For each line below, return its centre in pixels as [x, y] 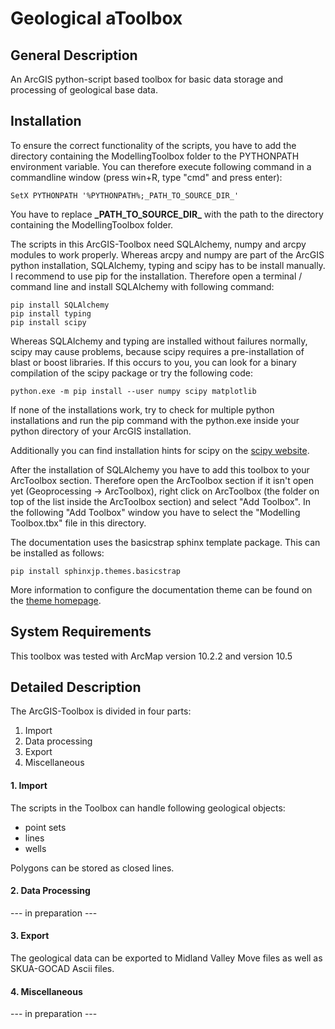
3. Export [30, 936]
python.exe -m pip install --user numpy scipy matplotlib [133, 391]
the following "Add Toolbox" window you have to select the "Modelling [155, 512]
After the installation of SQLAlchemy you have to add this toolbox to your [160, 469]
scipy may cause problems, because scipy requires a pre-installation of [157, 351]
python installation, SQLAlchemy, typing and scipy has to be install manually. [168, 265]
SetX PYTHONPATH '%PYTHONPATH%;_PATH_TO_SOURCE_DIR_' [125, 195]
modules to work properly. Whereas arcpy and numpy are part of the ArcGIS [167, 254]
